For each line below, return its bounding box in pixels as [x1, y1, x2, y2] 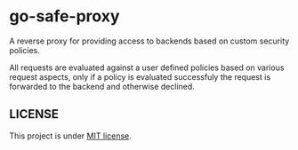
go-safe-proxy [9, 6, 120, 27]
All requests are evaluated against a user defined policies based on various [9, 62, 285, 73]
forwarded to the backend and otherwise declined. [9, 81, 196, 91]
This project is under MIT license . [9, 130, 132, 141]
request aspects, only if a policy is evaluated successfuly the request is [9, 71, 271, 82]
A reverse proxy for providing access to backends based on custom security [9, 36, 290, 46]
